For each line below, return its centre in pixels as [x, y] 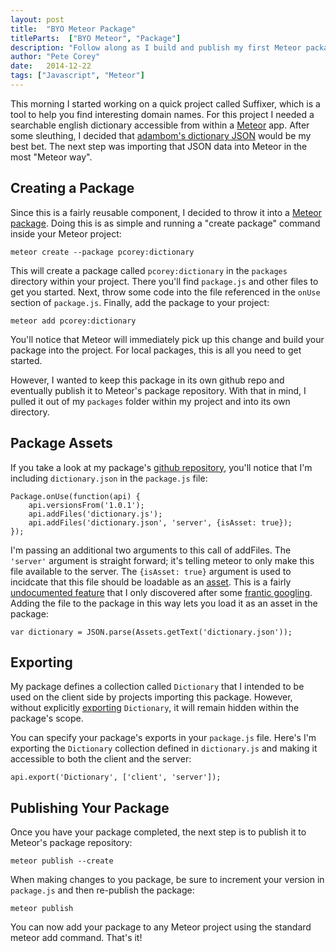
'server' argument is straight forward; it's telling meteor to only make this [162, 560]
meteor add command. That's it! [76, 938]
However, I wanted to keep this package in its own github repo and [147, 380]
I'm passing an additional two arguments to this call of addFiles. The [151, 550]
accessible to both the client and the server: [101, 759]
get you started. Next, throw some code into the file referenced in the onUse [165, 292]
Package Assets [61, 443]
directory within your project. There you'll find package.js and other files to [164, 281]
